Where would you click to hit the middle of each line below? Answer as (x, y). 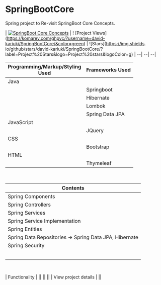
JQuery (95, 130)
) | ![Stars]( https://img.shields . (115, 43)
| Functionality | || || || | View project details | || (53, 277)
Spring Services (27, 213)
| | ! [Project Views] (56, 33)
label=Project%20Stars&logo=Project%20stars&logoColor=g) (69, 54)
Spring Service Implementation (44, 221)
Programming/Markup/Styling (45, 66)
